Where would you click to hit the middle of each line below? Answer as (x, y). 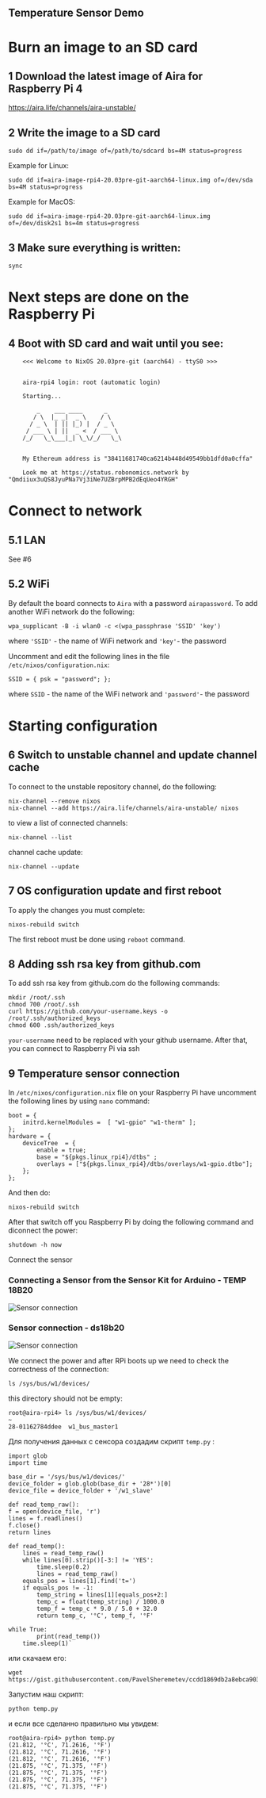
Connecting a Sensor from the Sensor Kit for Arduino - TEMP (127, 1280)
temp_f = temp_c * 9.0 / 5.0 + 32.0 (97, 1608)
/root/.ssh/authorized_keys (55, 1018)
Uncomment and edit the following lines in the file (89, 656)
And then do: (29, 1193)
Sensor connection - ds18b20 (66, 1328)
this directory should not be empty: (65, 1398)
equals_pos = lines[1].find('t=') (79, 1581)
